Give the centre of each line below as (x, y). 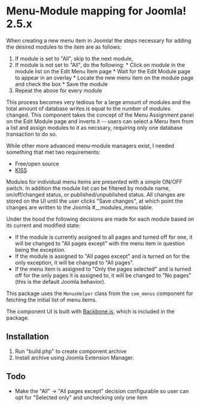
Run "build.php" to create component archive (71, 351)
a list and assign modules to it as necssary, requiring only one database (94, 127)
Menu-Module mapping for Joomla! (96, 11)
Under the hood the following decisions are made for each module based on (100, 219)
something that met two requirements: (53, 152)
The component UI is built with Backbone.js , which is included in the (90, 311)
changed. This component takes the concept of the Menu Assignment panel (100, 115)
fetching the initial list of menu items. (51, 299)
